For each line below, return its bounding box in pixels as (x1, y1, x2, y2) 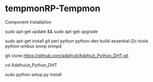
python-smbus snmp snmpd (5, 43, 62, 49)
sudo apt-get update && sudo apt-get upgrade (5, 28, 98, 34)
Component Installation (5, 19, 52, 25)
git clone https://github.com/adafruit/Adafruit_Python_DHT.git (5, 52, 129, 59)
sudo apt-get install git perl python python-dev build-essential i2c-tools (5, 38, 149, 44)
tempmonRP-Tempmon (5, 3, 101, 14)
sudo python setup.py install (5, 71, 62, 77)
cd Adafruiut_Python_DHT (5, 62, 57, 68)
